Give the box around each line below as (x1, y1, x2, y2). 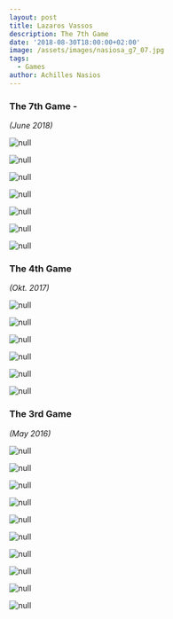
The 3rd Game (9, 408, 73, 420)
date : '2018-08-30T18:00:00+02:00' (9, 37, 141, 47)
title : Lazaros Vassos (9, 21, 93, 30)
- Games (17, 63, 46, 72)
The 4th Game (9, 262, 73, 275)
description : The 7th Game (9, 29, 109, 38)
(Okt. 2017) (9, 283, 51, 294)
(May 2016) (9, 427, 51, 439)
